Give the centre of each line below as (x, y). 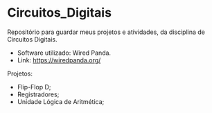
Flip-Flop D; (34, 87)
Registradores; (38, 94)
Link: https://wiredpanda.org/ (59, 60)
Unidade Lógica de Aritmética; (61, 101)
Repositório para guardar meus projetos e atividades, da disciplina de (106, 32)
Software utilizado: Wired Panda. (64, 53)
